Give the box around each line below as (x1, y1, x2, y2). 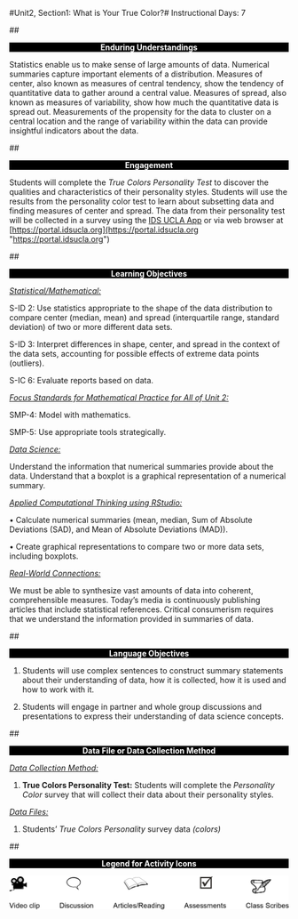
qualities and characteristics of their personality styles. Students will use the (9, 187, 288, 197)
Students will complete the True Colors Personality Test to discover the (9, 177, 269, 188)
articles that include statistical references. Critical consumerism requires (9, 604, 274, 615)
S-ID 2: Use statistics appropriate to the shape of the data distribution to (9, 302, 273, 313)
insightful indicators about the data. (9, 125, 139, 136)
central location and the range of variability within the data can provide (9, 116, 268, 126)
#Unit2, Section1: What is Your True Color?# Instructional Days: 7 (9, 8, 247, 18)
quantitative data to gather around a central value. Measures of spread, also (9, 88, 286, 98)
